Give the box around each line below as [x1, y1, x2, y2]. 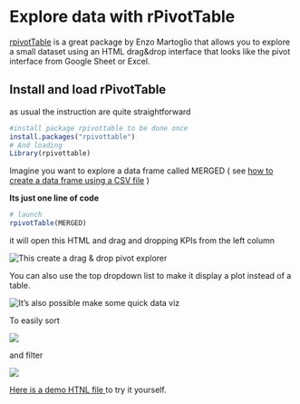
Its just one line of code [9, 192, 100, 203]
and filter [9, 350, 44, 360]
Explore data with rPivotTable [9, 6, 236, 27]
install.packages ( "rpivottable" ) [9, 132, 136, 142]
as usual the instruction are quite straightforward [9, 106, 191, 117]
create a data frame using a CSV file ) [9, 175, 150, 186]
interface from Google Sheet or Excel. [9, 55, 150, 66]
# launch [9, 211, 43, 220]
